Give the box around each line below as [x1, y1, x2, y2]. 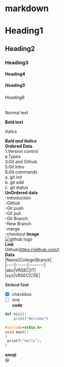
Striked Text [5, 282, 29, 288]
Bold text [5, 119, 24, 125]
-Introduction [5, 195, 31, 201]
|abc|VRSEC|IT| [5, 267, 36, 273]
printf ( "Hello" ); [7, 339, 42, 344]
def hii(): [5, 312, 27, 316]
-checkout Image [5, 231, 39, 237]
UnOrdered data [5, 189, 38, 195]
